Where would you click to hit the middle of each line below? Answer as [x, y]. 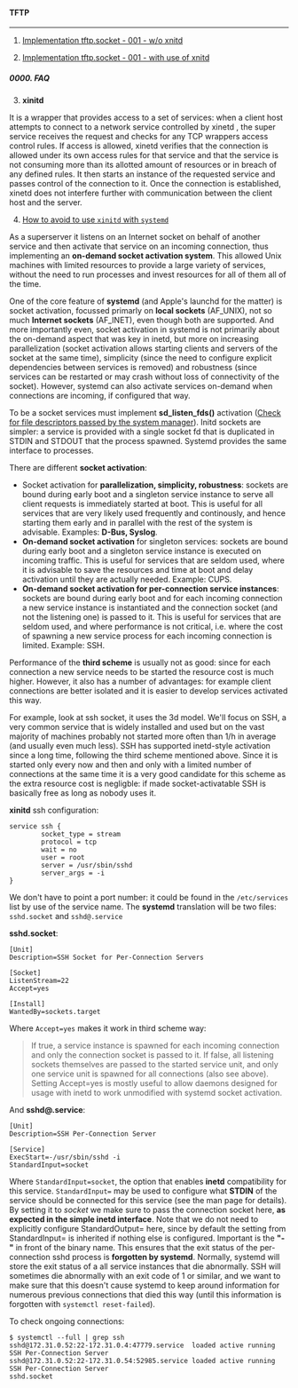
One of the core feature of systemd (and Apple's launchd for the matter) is [146, 301]
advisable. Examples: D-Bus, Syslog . [90, 532]
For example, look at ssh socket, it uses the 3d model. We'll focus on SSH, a [148, 718]
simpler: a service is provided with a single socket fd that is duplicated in [142, 432]
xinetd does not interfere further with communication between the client [141, 193]
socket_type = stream [81, 835]
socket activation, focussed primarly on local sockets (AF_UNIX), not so [141, 311]
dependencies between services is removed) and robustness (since [133, 368]
